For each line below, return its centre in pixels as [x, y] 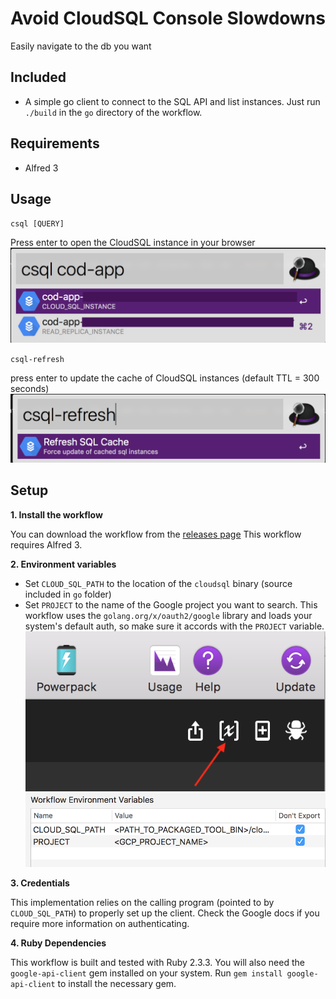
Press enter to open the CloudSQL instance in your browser [133, 243]
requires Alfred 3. [46, 544]
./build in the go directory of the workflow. [113, 112]
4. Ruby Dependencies [58, 943]
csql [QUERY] [37, 224]
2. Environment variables [63, 564]
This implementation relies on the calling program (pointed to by [142, 902]
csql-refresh [37, 359]
